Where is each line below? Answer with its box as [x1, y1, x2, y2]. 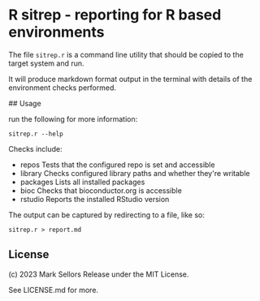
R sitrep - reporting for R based [8, 6, 222, 24]
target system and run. [8, 58, 84, 68]
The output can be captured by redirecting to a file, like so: [8, 209, 206, 220]
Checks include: [8, 144, 63, 153]
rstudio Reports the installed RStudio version [19, 194, 170, 204]
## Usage [8, 98, 42, 108]
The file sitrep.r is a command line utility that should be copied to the [8, 49, 244, 59]
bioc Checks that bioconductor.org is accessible [19, 185, 183, 196]
